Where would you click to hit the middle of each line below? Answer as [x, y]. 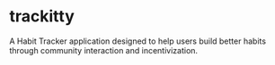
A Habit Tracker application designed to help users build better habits [138, 41]
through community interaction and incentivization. [104, 50]
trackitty [42, 16]
